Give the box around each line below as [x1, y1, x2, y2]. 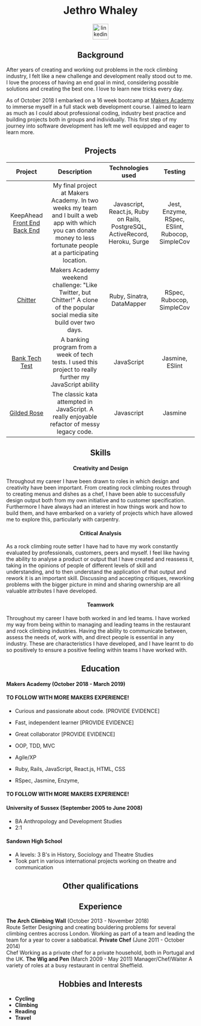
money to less [55, 233, 95, 242]
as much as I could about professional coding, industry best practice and [6, 109, 187, 117]
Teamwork [87, 601, 114, 608]
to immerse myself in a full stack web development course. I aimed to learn [6, 103, 191, 110]
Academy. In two [51, 196, 99, 204]
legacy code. [56, 427, 93, 436]
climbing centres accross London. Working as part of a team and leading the [6, 930, 195, 937]
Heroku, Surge [108, 237, 150, 245]
